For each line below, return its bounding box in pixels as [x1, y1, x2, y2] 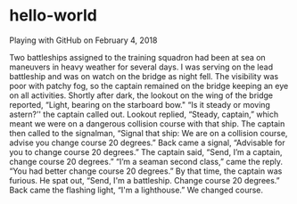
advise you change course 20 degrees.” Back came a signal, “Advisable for [9, 137, 285, 148]
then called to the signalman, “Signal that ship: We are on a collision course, [9, 127, 288, 138]
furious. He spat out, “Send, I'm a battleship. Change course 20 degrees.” [9, 175, 281, 185]
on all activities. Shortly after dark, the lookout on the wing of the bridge [9, 90, 274, 101]
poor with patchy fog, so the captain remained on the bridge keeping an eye [9, 80, 289, 91]
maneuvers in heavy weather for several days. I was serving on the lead [9, 61, 274, 72]
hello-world [9, 5, 98, 26]
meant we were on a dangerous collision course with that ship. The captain [9, 118, 285, 129]
